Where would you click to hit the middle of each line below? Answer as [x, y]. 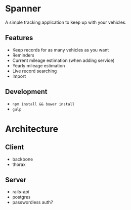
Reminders [23, 55]
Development [26, 92]
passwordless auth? [33, 202]
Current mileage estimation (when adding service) [63, 60]
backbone [22, 159]
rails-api [21, 192]
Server [16, 180]
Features [19, 38]
